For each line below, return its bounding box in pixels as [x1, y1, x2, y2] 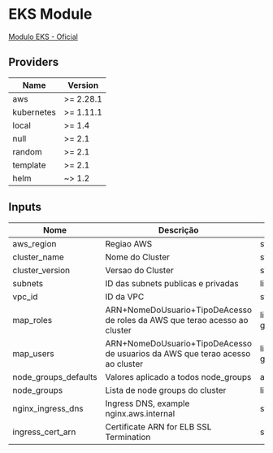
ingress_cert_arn [12, 426, 76, 438]
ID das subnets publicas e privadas [105, 277, 239, 289]
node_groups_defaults [12, 371, 97, 382]
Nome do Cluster [105, 251, 171, 263]
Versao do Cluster [105, 264, 174, 276]
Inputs [8, 200, 42, 214]
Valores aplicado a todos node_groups [105, 371, 252, 382]
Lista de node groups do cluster [105, 384, 227, 395]
